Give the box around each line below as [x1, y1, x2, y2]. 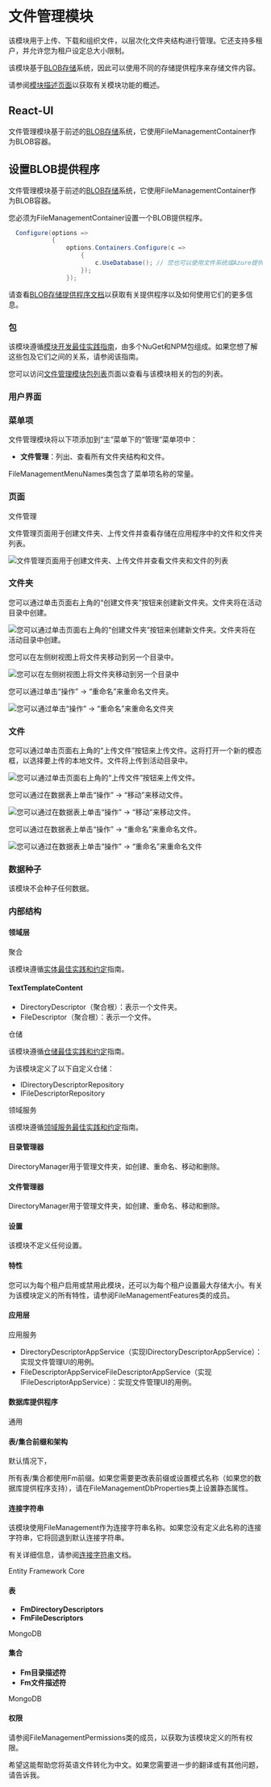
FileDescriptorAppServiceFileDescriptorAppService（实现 [19, 1367, 212, 1377]
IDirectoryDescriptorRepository [19, 1079, 124, 1089]
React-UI [8, 104, 54, 118]
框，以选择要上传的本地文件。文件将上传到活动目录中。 [8, 756, 192, 766]
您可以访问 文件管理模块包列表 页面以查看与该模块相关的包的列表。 [8, 368, 227, 378]
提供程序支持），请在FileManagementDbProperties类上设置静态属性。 [22, 1483, 252, 1493]
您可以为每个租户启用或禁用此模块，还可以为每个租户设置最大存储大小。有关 [8, 1280, 263, 1289]
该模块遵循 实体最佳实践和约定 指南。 [8, 964, 129, 973]
